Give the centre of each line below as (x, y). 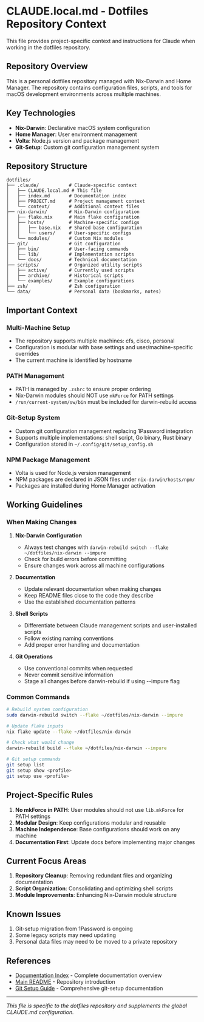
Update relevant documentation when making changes (93, 589)
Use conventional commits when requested (78, 668)
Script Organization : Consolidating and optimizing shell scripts (94, 888)
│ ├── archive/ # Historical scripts (65, 276)
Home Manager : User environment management (76, 134)
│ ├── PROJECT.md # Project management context (76, 202)
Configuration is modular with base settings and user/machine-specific (104, 347)
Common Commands (38, 697)
